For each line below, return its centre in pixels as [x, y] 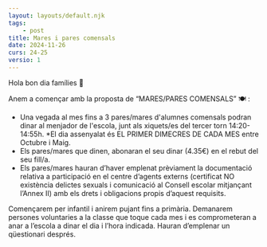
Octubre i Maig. [45, 142]
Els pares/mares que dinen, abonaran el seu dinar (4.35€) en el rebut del [139, 151]
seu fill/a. [35, 159]
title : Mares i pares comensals [62, 38]
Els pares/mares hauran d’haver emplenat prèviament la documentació [136, 167]
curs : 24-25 [28, 53]
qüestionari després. [42, 234]
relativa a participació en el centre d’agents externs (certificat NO [127, 176]
